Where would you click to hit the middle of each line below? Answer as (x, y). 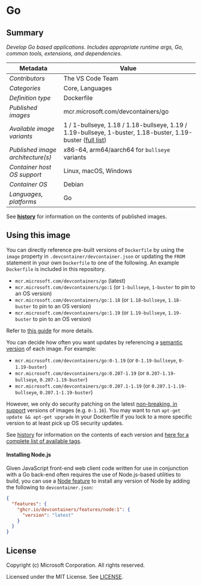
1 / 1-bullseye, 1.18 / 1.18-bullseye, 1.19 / (125, 125)
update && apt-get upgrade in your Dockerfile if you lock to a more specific (99, 417)
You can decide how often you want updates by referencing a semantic (94, 342)
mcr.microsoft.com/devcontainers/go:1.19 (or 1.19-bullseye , (91, 313)
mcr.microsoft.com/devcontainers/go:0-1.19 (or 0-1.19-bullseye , (96, 360)
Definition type (30, 98)
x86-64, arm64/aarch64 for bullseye (117, 150)
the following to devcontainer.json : (50, 487)
